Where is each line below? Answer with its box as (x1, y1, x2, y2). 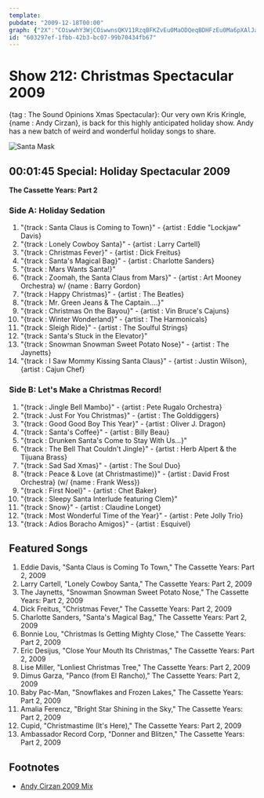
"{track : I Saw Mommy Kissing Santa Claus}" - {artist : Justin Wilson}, (20, 357, 248, 366)
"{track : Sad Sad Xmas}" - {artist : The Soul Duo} (20, 460, 181, 470)
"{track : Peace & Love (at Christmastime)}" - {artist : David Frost (20, 469, 230, 478)
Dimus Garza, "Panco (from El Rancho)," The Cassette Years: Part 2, (20, 671, 241, 680)
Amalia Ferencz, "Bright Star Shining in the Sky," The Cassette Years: (20, 705, 244, 714)
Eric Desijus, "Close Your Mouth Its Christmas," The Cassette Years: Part (20, 646, 255, 656)
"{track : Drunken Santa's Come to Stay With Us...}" (20, 435, 187, 445)
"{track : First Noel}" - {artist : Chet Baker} (20, 485, 157, 495)
